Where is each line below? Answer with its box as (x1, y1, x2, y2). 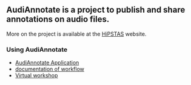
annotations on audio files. (6, 14, 110, 25)
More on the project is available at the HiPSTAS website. (6, 30, 147, 37)
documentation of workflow (15, 66, 85, 73)
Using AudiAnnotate (6, 45, 68, 54)
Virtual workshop (15, 72, 58, 79)
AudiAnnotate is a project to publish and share (6, 5, 186, 15)
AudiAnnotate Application (15, 59, 79, 66)
